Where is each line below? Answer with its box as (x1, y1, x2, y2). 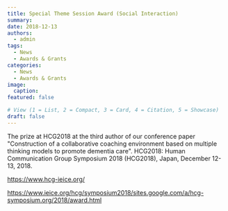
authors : (7, 29, 33, 37)
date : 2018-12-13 (7, 23, 58, 30)
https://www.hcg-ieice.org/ (7, 175, 85, 183)
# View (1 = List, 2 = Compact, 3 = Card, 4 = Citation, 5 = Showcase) (7, 107, 219, 114)
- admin (13, 36, 36, 43)
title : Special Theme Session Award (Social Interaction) (7, 10, 179, 17)
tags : (7, 42, 23, 49)
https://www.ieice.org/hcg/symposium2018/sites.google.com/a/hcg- (7, 188, 204, 196)
